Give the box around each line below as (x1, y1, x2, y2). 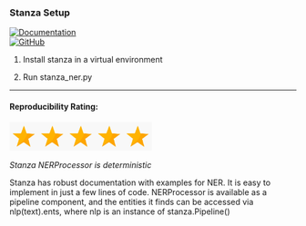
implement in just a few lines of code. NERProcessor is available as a (9, 186, 267, 197)
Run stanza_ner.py (22, 72, 93, 83)
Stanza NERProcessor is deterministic (9, 159, 152, 170)
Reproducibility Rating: (9, 101, 98, 112)
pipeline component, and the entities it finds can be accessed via (9, 196, 254, 207)
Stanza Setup (9, 6, 71, 19)
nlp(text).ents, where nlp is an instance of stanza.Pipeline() (9, 206, 230, 217)
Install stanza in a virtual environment (22, 54, 163, 65)
